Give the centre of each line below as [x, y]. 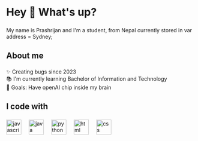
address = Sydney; [29, 37]
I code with [27, 106]
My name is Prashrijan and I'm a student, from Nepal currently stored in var [99, 30]
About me [25, 55]
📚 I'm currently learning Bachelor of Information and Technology [87, 79]
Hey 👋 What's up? [52, 12]
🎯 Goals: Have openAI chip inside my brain [59, 88]
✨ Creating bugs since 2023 [41, 72]
